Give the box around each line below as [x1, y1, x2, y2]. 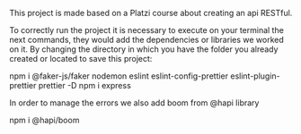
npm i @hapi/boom [9, 115, 80, 125]
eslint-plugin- [230, 71, 280, 81]
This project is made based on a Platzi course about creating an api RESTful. [9, 8, 293, 18]
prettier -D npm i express [38, 80, 132, 90]
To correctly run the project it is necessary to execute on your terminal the [9, 25, 285, 35]
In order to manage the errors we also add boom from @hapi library [9, 97, 260, 108]
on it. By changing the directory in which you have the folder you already [9, 44, 279, 54]
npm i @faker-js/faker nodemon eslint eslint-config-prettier [9, 71, 229, 81]
